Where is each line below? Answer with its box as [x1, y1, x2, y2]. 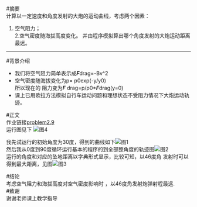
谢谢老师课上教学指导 [6, 195, 57, 202]
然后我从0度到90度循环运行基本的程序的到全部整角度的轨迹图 [6, 146, 155, 153]
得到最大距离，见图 [6, 160, 53, 167]
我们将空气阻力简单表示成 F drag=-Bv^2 [14, 70, 108, 77]
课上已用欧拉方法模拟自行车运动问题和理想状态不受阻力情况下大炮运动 [14, 92, 185, 98]
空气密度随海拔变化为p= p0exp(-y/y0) [14, 77, 107, 84]
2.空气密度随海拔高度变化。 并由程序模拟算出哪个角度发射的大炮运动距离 [14, 32, 191, 39]
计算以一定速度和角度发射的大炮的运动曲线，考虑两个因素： [6, 12, 150, 19]
